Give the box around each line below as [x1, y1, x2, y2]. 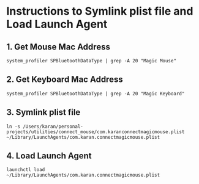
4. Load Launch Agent [6, 151, 92, 161]
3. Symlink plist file [6, 107, 81, 117]
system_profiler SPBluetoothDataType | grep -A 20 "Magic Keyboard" [6, 90, 185, 97]
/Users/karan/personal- [22, 123, 84, 130]
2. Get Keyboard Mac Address [6, 75, 124, 85]
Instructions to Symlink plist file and [6, 4, 193, 18]
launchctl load [6, 167, 45, 173]
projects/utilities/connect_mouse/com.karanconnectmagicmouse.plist [6, 128, 185, 135]
